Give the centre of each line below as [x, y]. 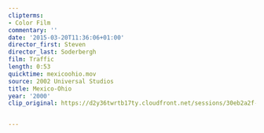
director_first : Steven [47, 45]
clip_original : [33, 103]
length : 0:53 [29, 67]
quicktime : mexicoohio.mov [52, 74]
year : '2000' [29, 96]
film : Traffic [31, 60]
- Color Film [29, 23]
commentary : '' [33, 30]
